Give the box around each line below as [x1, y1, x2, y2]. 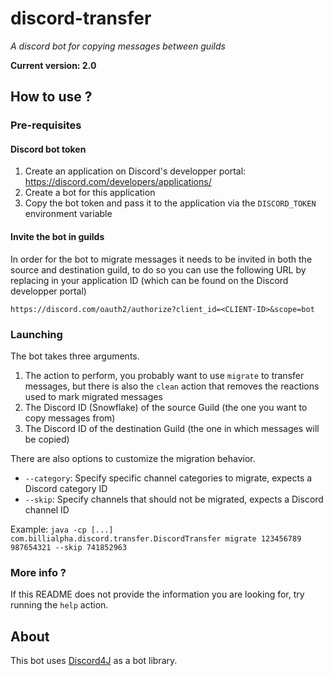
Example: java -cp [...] [10, 523, 114, 535]
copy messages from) [24, 412, 116, 424]
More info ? [10, 565, 67, 579]
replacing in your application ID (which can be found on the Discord [10, 274, 289, 286]
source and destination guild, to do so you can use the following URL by [10, 263, 307, 276]
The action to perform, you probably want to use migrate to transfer [24, 369, 305, 381]
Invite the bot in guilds [10, 231, 105, 243]
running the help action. [10, 599, 109, 611]
